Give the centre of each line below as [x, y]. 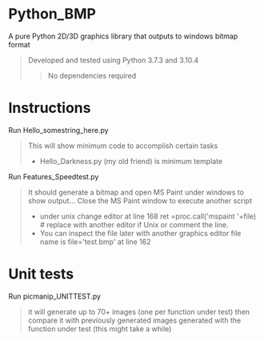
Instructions [50, 108]
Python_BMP [52, 14]
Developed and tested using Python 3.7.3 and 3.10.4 [113, 60]
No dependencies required [92, 75]
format [19, 44]
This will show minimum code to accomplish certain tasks [123, 146]
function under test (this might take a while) [100, 328]
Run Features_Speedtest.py [54, 176]
